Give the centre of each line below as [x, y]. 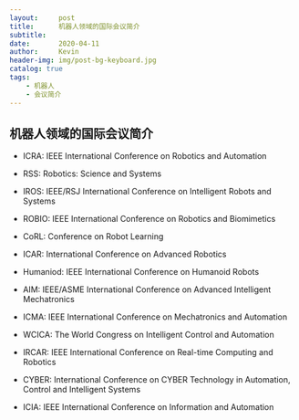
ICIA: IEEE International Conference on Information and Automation [148, 407]
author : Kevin [44, 52]
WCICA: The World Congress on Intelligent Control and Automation [149, 335]
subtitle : [28, 35]
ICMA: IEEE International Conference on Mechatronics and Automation [155, 317]
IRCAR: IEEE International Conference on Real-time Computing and [148, 352]
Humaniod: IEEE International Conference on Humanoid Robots [141, 272]
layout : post [42, 18]
